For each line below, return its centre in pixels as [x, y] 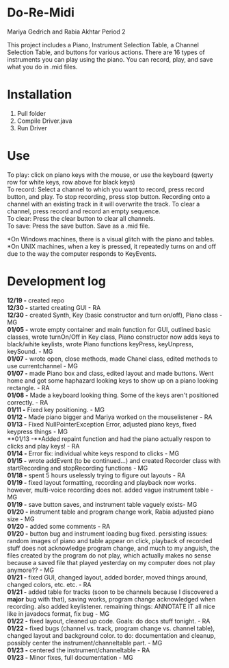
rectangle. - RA [28, 387]
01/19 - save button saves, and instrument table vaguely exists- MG [102, 504]
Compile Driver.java [44, 121]
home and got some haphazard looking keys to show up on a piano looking [113, 380]
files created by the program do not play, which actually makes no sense [109, 555]
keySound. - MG [30, 351]
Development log [56, 281]
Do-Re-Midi [41, 13]
